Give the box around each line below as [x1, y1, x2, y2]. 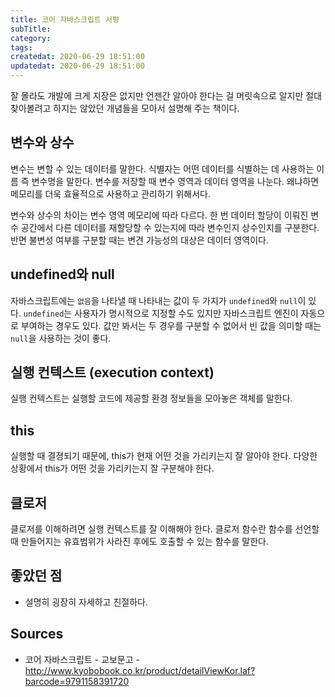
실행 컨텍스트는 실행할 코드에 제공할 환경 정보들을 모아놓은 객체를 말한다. [10, 392, 293, 405]
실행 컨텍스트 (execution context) [10, 364, 215, 381]
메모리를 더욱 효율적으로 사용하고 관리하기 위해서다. [10, 187, 211, 200]
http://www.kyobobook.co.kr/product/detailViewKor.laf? [24, 664, 256, 676]
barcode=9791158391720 [24, 675, 130, 687]
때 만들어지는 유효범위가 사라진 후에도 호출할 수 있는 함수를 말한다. [10, 536, 269, 548]
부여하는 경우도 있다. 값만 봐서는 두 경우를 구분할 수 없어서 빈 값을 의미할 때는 [20, 319, 322, 331]
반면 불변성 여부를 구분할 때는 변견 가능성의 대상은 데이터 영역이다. [10, 234, 269, 246]
